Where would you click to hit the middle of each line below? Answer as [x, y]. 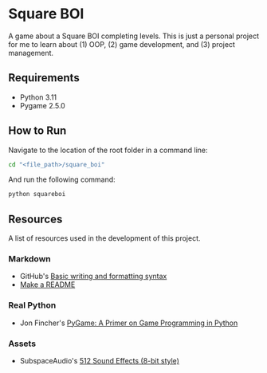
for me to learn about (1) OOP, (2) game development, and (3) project [122, 44]
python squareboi [37, 194]
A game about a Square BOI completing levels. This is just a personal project [134, 36]
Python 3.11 [38, 97]
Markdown [29, 259]
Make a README [47, 285]
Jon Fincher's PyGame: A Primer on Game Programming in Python [129, 323]
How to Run [37, 131]
